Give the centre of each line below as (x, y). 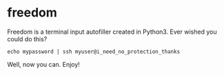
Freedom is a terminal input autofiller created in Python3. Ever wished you (112, 32)
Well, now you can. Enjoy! (44, 64)
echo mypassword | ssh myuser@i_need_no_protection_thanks (94, 52)
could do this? (27, 39)
